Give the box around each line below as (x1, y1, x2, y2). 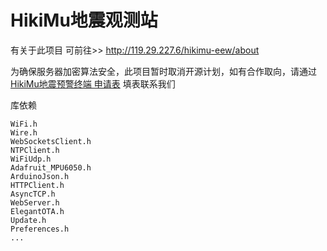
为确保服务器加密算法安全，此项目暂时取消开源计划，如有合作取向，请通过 (10, 65, 317, 77)
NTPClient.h (10, 145, 60, 155)
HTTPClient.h (10, 180, 65, 190)
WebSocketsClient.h (10, 136, 92, 146)
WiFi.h (10, 119, 38, 129)
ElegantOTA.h (10, 206, 65, 216)
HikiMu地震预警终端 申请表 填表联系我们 (10, 77, 176, 90)
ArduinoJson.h (10, 171, 70, 181)
